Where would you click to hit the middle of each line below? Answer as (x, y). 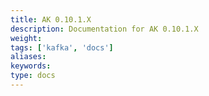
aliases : (28, 57)
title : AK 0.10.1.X (51, 19)
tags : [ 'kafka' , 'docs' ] (62, 47)
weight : (26, 38)
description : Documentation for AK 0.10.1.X (104, 29)
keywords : (31, 66)
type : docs (33, 76)
